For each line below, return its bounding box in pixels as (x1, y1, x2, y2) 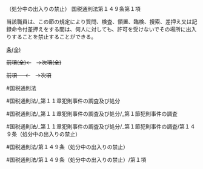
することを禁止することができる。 (11, 33, 97, 40)
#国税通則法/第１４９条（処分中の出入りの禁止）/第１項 (6, 156, 147, 163)
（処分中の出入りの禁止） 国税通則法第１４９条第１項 (6, 5, 141, 12)
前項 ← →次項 (6, 72, 52, 78)
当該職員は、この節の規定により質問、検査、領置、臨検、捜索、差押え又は (6, 18, 192, 25)
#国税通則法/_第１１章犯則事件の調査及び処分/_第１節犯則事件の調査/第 (6, 123, 185, 130)
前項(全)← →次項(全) (6, 59, 62, 66)
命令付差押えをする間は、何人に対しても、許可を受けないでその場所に (11, 26, 187, 33)
